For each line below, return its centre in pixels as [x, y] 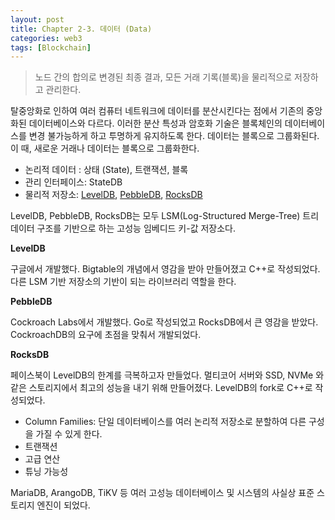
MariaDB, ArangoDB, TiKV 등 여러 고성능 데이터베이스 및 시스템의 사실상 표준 [162, 493]
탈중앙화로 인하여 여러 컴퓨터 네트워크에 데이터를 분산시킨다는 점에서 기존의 [157, 111]
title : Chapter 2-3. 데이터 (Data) [81, 29]
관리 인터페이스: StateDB [73, 182]
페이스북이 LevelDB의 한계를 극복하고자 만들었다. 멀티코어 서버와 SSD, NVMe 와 [167, 375]
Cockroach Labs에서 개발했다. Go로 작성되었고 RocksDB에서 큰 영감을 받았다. [164, 322]
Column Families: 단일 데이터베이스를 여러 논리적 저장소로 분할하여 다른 [165, 422]
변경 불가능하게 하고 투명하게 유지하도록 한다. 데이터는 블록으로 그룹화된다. [174, 136]
